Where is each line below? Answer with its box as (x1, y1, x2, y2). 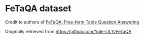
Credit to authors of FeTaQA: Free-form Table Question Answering (5, 19, 140, 25)
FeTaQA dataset (5, 3, 72, 14)
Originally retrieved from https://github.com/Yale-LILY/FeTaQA (5, 28, 132, 34)
